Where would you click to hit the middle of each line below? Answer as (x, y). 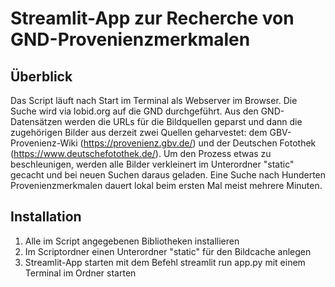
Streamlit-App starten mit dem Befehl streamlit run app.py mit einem (165, 262)
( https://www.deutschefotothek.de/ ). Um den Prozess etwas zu (141, 153)
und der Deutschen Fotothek (257, 143)
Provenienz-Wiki (44, 143)
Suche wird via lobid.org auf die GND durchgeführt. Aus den (134, 111)
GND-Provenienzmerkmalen (130, 39)
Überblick (41, 76)
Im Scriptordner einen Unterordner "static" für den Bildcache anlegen (168, 251)
